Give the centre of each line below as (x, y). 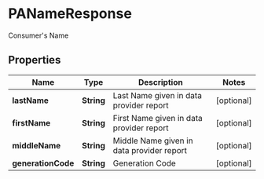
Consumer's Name (38, 35)
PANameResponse (70, 14)
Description (160, 82)
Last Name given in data (158, 95)
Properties (35, 60)
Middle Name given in (153, 141)
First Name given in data (158, 118)
